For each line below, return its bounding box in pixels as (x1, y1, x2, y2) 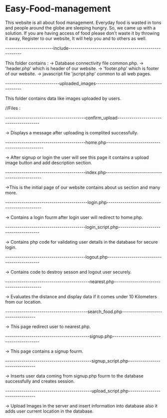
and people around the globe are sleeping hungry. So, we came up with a (5, 24, 156, 30)
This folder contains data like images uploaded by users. (5, 95, 121, 101)
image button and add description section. (5, 159, 92, 165)
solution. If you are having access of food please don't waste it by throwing (5, 30, 160, 36)
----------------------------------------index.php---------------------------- (5, 169, 163, 175)
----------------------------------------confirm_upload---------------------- (5, 114, 162, 120)
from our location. (5, 299, 42, 305)
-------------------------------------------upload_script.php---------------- (5, 388, 161, 394)
